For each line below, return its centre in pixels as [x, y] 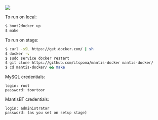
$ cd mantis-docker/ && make [35, 67]
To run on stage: [22, 40]
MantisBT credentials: [27, 99]
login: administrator [27, 109]
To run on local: [21, 17]
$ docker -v [17, 54]
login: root [17, 86]
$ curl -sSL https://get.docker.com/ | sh [49, 49]
